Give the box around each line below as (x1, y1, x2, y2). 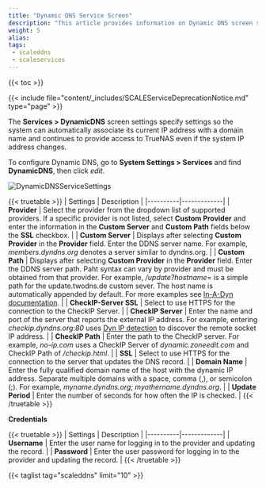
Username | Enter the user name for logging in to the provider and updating (8, 438, 256, 448)
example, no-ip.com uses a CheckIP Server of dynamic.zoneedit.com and (8, 340, 249, 349)
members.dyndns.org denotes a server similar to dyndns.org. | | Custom (8, 247, 245, 256)
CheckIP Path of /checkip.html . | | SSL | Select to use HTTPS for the (8, 348, 230, 358)
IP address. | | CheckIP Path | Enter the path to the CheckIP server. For (8, 331, 240, 341)
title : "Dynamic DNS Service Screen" (8, 11, 133, 20)
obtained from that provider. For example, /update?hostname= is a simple (8, 272, 249, 282)
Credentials (8, 414, 47, 424)
